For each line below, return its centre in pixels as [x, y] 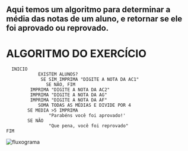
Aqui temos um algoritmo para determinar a [88, 10]
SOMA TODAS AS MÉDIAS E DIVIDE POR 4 [85, 106]
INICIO [20, 69]
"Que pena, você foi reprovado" [88, 126]
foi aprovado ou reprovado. [58, 28]
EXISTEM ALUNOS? [58, 74]
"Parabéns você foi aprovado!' [87, 116]
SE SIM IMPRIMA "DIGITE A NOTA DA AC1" [90, 80]
